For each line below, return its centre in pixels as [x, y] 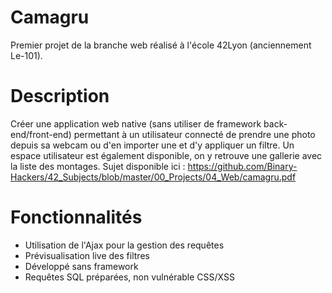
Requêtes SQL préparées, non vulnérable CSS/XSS [129, 277]
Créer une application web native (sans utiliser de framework [136, 123]
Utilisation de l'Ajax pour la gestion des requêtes [124, 245]
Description [60, 96]
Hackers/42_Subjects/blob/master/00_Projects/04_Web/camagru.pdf [153, 177]
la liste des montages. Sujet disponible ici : [98, 166]
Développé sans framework [81, 266]
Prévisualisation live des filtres [87, 255]
